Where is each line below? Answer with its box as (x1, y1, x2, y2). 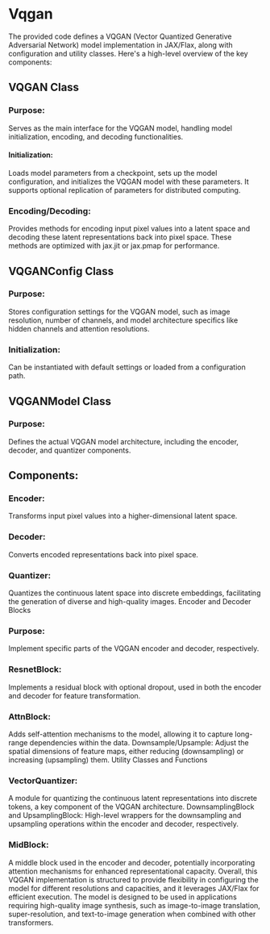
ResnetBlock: (8, 664, 62, 675)
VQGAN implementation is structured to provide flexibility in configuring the (8, 874, 260, 884)
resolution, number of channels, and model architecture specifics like (8, 315, 239, 325)
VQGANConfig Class (8, 264, 114, 278)
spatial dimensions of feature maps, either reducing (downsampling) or (8, 746, 244, 756)
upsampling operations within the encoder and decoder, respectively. (8, 819, 239, 829)
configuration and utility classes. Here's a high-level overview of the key (8, 48, 248, 58)
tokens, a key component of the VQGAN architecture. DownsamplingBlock (8, 802, 255, 811)
